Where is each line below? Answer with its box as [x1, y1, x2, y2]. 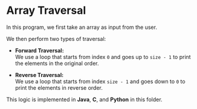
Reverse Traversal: [15, 71, 64, 78]
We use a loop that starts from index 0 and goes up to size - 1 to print [15, 53, 192, 60]
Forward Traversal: [15, 46, 65, 54]
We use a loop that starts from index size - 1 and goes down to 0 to [15, 78, 186, 85]
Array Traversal [6, 4, 86, 17]
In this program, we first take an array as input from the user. [6, 23, 157, 31]
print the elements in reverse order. [15, 84, 103, 91]
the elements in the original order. [15, 60, 99, 67]
